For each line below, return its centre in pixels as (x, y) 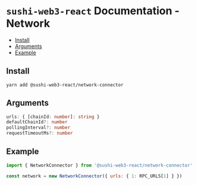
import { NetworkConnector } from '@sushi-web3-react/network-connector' (100, 165)
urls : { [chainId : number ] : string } (53, 117)
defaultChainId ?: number (37, 122)
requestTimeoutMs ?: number (40, 133)
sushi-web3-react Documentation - (93, 11)
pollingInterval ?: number (38, 128)
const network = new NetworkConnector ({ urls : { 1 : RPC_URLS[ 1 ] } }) (94, 176)
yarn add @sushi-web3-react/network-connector (65, 85)
